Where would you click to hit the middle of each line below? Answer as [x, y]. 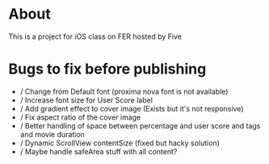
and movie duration [52, 134]
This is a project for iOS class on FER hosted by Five [95, 36]
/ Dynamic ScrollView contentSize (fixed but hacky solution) [120, 143]
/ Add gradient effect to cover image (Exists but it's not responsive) [132, 108]
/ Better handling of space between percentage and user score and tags [140, 125]
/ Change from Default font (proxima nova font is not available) [124, 91]
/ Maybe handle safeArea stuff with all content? [99, 151]
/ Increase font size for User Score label [86, 100]
